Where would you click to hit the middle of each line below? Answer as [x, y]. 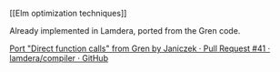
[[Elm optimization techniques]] [68, 13]
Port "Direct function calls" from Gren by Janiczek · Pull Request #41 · [140, 48]
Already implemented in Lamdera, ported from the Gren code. [125, 31]
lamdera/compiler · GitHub [59, 58]
